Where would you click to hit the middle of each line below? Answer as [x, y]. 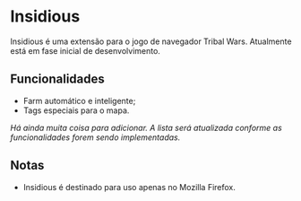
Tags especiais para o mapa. [76, 110]
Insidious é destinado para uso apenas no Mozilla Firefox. [129, 187]
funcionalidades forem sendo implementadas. [95, 137]
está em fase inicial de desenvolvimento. [85, 50]
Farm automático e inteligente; [79, 100]
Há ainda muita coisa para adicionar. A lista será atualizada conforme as [146, 127]
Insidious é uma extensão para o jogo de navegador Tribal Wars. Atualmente [151, 41]
